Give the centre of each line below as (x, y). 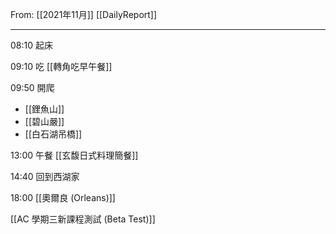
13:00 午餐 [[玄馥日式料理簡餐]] (74, 155)
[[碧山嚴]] (44, 121)
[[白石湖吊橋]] (53, 134)
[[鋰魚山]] (44, 109)
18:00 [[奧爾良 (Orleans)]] (63, 197)
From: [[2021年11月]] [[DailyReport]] (84, 14)
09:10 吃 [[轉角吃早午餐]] (61, 66)
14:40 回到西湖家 (45, 176)
